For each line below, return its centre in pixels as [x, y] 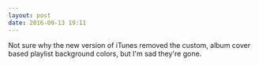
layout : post [30, 15]
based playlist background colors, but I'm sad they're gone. [105, 53]
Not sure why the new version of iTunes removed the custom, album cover [129, 45]
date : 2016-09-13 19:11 [47, 23]
